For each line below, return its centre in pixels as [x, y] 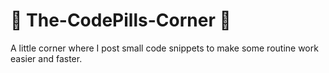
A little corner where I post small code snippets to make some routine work [164, 48]
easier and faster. [46, 58]
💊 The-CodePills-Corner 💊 [121, 20]
